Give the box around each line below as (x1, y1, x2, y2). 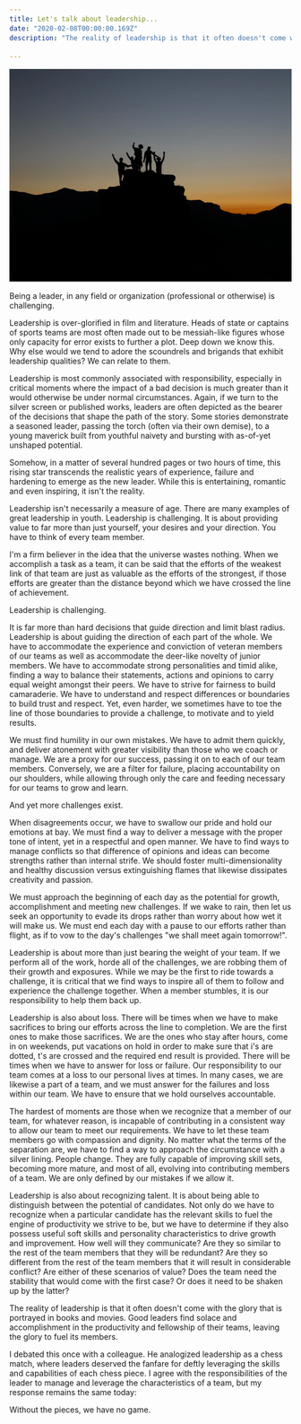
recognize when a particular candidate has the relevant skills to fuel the (9, 1209, 273, 1219)
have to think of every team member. (9, 531, 145, 542)
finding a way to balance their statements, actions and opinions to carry (9, 669, 275, 680)
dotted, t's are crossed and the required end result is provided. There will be (9, 1050, 291, 1061)
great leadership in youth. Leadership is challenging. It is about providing (9, 512, 279, 523)
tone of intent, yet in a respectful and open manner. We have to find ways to (9, 835, 289, 847)
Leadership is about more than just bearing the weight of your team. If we (9, 947, 280, 957)
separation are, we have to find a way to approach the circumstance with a (9, 1144, 285, 1155)
